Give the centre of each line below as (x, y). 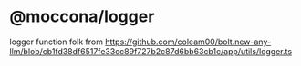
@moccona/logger (82, 17)
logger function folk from (56, 42)
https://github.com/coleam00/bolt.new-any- (188, 42)
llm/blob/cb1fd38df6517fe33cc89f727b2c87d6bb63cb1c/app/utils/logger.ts (151, 51)
